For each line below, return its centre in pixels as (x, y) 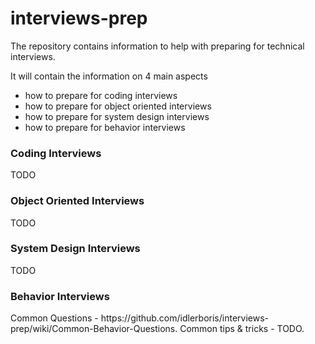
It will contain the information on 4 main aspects (109, 76)
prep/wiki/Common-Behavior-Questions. (94, 329)
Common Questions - (54, 318)
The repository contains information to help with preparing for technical (157, 46)
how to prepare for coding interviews (101, 95)
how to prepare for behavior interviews (105, 127)
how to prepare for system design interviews (117, 116)
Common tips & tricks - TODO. (242, 329)
